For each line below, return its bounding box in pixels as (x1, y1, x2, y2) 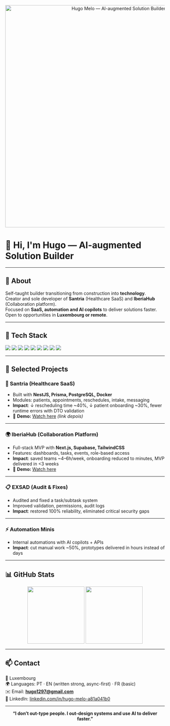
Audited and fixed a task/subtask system (12, 497, 98, 503)
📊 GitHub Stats (5, 570, 55, 579)
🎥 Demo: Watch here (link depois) (12, 413, 83, 419)
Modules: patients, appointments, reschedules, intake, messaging (12, 397, 150, 403)
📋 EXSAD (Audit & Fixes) (5, 484, 68, 491)
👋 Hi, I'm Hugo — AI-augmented (5, 239, 142, 251)
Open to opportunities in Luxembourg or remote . (5, 311, 108, 318)
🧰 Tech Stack (5, 331, 48, 340)
